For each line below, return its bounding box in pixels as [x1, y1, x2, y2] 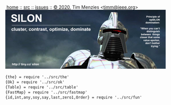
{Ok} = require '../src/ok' [5, 80, 65, 85]
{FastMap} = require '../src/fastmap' [5, 90, 88, 95]
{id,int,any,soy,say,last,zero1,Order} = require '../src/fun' [5, 95, 142, 100]
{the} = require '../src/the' [5, 74, 70, 80]
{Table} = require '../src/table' [5, 85, 79, 90]
